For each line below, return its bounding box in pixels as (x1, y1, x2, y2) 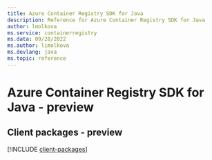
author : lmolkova (7, 23, 57, 30)
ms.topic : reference (7, 55, 67, 62)
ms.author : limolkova (7, 42, 70, 49)
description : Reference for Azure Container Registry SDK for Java (7, 17, 206, 23)
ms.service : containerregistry (7, 29, 97, 37)
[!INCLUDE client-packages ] (7, 145, 88, 153)
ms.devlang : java (7, 49, 57, 56)
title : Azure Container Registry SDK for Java (7, 10, 144, 17)
